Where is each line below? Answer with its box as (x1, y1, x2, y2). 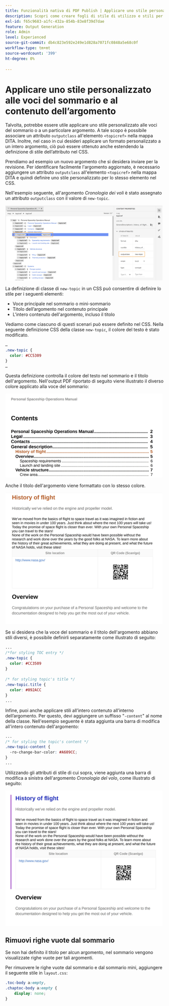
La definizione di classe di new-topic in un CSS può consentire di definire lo (5, 285, 161, 292)
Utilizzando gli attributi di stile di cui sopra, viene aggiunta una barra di (5, 770, 151, 776)
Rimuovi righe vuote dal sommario (5, 936, 115, 944)
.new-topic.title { (5, 682, 46, 687)
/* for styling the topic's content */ (5, 739, 89, 744)
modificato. (5, 332, 29, 338)
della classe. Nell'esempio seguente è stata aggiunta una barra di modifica (5, 718, 160, 724)
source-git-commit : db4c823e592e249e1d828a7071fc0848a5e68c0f (5, 40, 138, 45)
